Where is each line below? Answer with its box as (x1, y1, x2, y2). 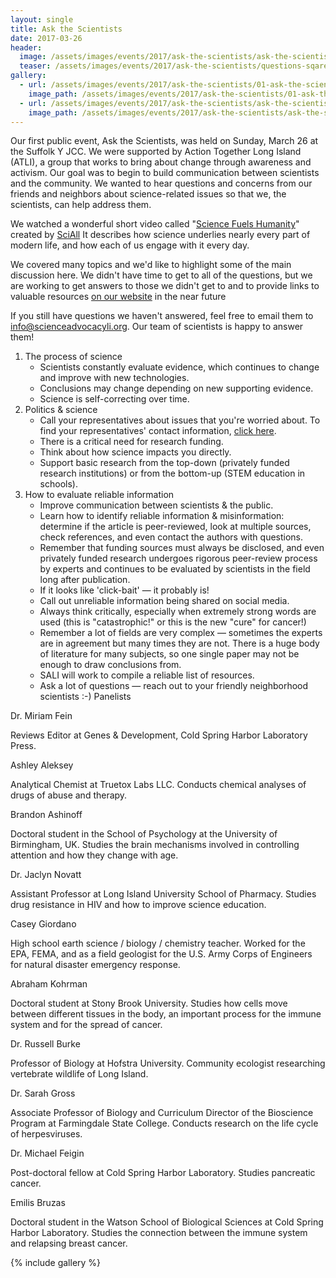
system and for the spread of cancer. (10, 1019, 163, 1031)
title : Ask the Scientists (10, 24, 123, 34)
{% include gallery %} (10, 1257, 102, 1269)
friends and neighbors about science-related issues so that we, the (10, 188, 287, 200)
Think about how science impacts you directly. (39, 446, 232, 458)
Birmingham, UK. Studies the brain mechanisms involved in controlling (10, 839, 300, 851)
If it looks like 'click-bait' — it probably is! (39, 584, 210, 596)
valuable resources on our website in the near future (10, 291, 227, 303)
